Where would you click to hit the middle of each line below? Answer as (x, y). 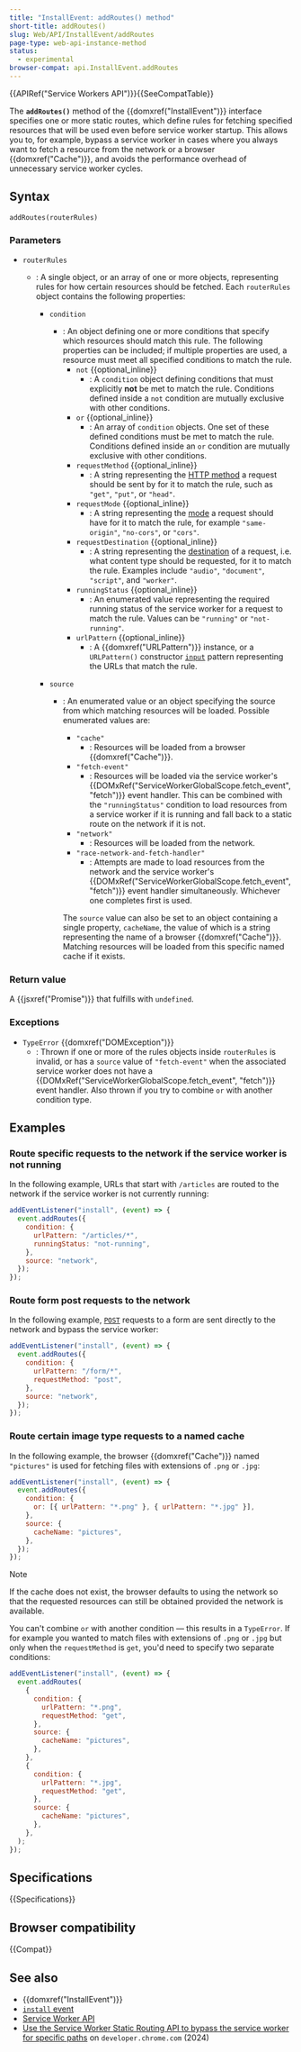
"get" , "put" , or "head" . (132, 494)
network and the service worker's (152, 871)
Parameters (35, 240)
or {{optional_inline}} (115, 417)
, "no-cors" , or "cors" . (158, 531)
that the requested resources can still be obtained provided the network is (146, 1602)
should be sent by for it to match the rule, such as (181, 484)
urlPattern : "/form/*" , (78, 1371)
